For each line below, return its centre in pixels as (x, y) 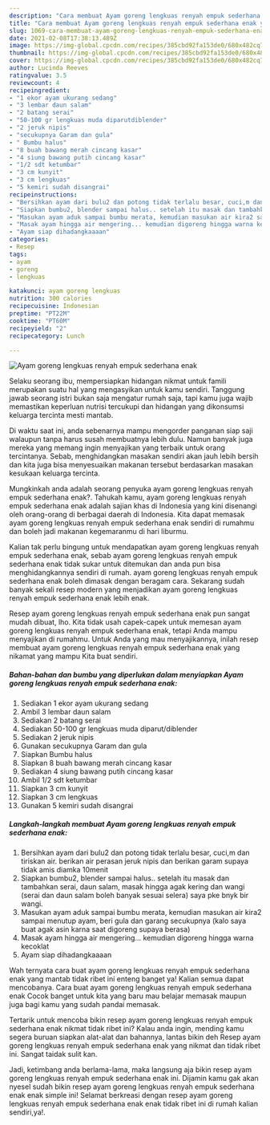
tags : (18, 254)
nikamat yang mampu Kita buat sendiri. (74, 656)
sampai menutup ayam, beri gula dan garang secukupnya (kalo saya (133, 921)
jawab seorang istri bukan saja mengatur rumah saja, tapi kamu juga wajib (131, 399)
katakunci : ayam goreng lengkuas (65, 291)
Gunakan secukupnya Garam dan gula (84, 746)
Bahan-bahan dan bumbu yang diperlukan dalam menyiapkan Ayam (126, 674)
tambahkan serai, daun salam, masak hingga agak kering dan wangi (133, 887)
